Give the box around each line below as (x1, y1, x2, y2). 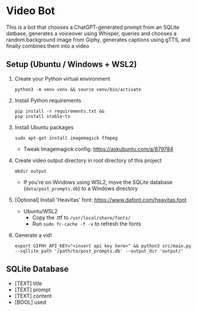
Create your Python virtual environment (14, 75, 111, 82)
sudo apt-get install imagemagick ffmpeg (14, 135, 118, 141)
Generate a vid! (14, 231, 52, 239)
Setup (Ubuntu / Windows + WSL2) (6, 59, 137, 70)
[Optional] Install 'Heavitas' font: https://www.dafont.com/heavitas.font (14, 196, 187, 203)
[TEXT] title (14, 280, 42, 287)
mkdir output (14, 168, 47, 174)
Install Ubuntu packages (14, 124, 74, 131)
